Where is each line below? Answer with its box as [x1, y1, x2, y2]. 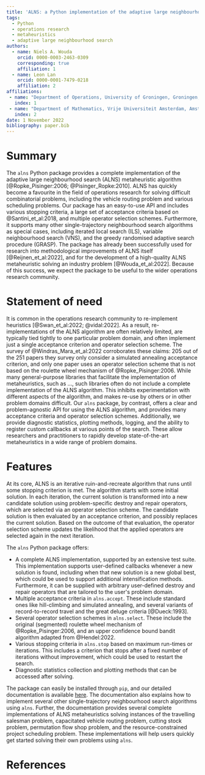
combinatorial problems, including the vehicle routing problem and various [6, 195, 193, 202]
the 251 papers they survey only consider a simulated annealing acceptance [6, 354, 198, 361]
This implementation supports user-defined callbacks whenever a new [15, 562, 193, 569]
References [6, 758, 66, 772]
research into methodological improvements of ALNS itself [6, 247, 154, 254]
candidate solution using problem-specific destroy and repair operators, [6, 499, 188, 506]
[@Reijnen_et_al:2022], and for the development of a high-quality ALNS [6, 254, 186, 261]
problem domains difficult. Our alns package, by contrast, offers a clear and [6, 399, 197, 407]
